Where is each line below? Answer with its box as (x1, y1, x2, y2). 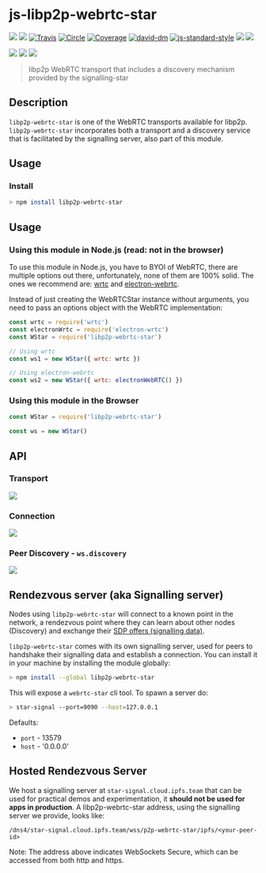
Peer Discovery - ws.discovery (9, 548, 127, 559)
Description (9, 96, 68, 109)
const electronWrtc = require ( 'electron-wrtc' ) (9, 325, 169, 334)
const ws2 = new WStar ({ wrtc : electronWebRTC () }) (9, 377, 183, 385)
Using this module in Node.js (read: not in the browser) (9, 244, 224, 255)
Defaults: (9, 718, 39, 727)
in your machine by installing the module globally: (9, 658, 171, 668)
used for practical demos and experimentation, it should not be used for (9, 794, 245, 803)
